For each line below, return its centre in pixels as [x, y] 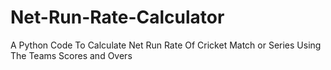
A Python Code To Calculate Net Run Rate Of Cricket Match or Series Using [166, 45]
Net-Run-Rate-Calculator [117, 17]
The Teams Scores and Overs [71, 55]
